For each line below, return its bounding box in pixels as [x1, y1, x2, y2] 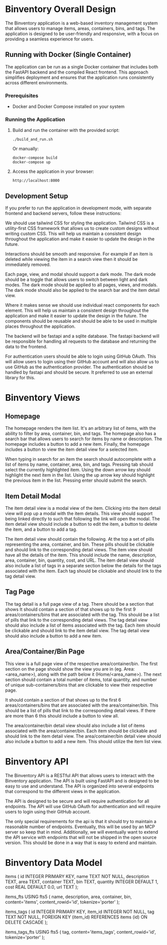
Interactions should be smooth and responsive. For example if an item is [5, 251, 153, 257]
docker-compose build [12, 155, 57, 160]
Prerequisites [5, 92, 38, 99]
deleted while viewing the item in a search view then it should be [5, 256, 138, 262]
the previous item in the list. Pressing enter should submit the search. [5, 477, 148, 483]
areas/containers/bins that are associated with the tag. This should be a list [5, 611, 160, 618]
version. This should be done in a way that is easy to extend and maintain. [5, 840, 157, 846]
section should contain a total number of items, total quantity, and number [5, 676, 157, 683]
